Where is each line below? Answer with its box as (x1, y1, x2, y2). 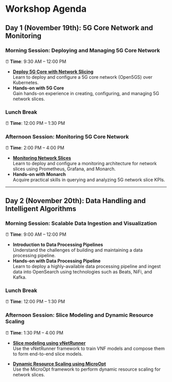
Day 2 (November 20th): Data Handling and (5, 196, 146, 205)
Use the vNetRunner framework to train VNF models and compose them (12, 345, 165, 351)
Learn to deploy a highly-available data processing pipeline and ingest (12, 263, 161, 269)
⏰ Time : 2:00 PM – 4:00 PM (5, 145, 64, 151)
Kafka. (12, 274, 27, 280)
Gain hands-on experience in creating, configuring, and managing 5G (12, 90, 160, 96)
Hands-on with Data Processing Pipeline (12, 258, 101, 264)
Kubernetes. (12, 79, 39, 85)
